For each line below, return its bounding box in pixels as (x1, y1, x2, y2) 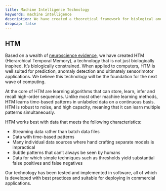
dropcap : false (5, 21, 37, 26)
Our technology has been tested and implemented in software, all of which (5, 170, 157, 176)
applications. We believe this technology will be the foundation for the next (5, 74, 157, 80)
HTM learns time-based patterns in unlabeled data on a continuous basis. (5, 99, 155, 105)
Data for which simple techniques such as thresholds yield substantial (12, 155, 155, 161)
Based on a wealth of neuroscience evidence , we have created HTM (5, 52, 144, 58)
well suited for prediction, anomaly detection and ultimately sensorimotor (5, 68, 154, 74)
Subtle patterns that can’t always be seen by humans (12, 149, 121, 156)
